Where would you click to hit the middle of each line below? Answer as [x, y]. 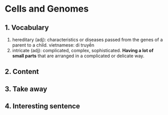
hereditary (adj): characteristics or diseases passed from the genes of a [88, 40]
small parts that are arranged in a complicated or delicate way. [78, 56]
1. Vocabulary [27, 28]
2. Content [22, 72]
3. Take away [26, 89]
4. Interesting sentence [43, 106]
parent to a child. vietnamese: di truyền [53, 45]
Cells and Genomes [47, 9]
